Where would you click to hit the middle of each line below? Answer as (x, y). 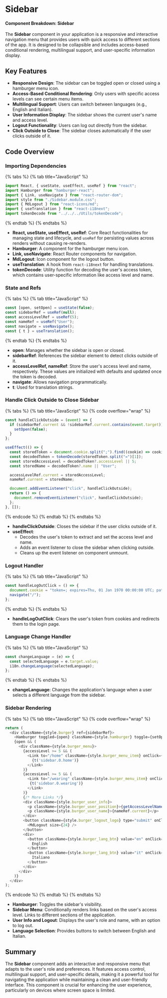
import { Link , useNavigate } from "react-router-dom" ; (64, 195)
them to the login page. (36, 624)
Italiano (41, 858)
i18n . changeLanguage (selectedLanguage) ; (52, 666)
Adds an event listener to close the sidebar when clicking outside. (87, 547)
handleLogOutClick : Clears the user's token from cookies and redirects (86, 619)
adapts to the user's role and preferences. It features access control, (75, 969)
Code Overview (30, 152)
